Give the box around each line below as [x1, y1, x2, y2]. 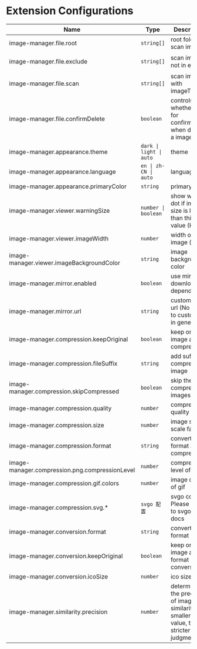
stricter [170, 626, 191, 634]
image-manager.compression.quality [9, 404, 112, 412]
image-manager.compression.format [9, 441, 111, 450]
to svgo [170, 507, 192, 515]
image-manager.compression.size [9, 421, 104, 429]
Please [170, 500, 189, 508]
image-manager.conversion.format [9, 527, 107, 536]
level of [170, 466, 191, 474]
